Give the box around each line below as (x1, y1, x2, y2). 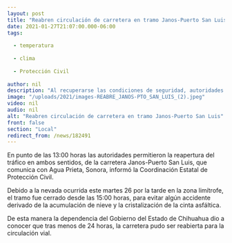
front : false (7, 119, 45, 126)
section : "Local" (7, 126, 57, 133)
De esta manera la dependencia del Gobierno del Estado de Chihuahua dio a (7, 215, 224, 223)
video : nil (7, 100, 39, 107)
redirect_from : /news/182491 (7, 132, 91, 139)
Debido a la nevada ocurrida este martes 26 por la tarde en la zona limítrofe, (7, 186, 224, 195)
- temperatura (13, 42, 54, 49)
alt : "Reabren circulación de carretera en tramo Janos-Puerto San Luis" (7, 113, 224, 119)
